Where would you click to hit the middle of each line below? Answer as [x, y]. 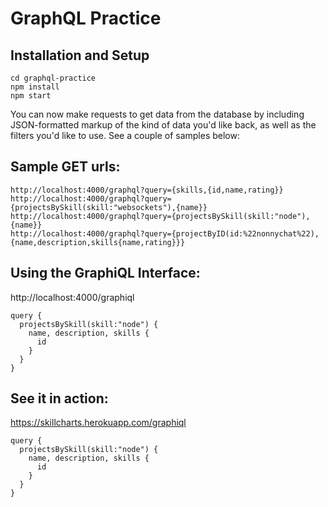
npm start [31, 96]
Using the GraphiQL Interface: [105, 273]
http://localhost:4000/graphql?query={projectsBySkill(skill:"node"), [160, 216]
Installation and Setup [80, 55]
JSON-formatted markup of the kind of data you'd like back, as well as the [163, 125]
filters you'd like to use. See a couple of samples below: [125, 135]
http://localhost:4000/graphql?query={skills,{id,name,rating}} [147, 190]
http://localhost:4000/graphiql [72, 297]
